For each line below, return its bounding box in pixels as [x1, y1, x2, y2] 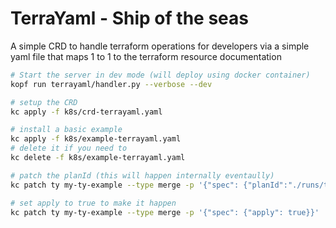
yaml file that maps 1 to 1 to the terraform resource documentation [10, 50, 282, 62]
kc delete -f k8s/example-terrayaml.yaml [10, 153, 186, 163]
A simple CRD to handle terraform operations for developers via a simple [10, 40, 310, 52]
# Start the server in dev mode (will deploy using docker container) [10, 70, 311, 80]
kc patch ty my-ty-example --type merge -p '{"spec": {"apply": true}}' [10, 207, 320, 217]
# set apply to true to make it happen [10, 198, 177, 208]
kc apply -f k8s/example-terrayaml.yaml [10, 134, 182, 144]
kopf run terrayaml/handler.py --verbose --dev [10, 79, 213, 89]
